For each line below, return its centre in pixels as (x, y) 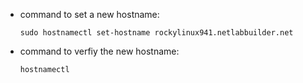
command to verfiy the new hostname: (99, 51)
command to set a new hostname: (89, 14)
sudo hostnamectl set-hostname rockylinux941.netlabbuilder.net (156, 33)
